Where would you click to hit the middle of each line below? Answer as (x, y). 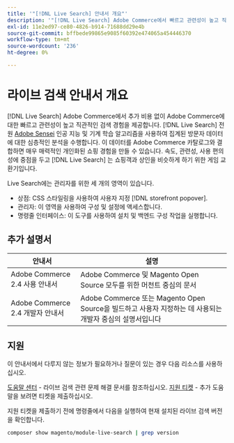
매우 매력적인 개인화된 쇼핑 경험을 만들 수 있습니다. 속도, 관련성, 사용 (118, 151)
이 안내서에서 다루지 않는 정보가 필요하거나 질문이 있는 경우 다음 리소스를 (106, 364)
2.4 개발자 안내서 (37, 313)
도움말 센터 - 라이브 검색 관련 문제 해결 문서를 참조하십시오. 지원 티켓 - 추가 (109, 387)
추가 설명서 (30, 240)
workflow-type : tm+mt (39, 40)
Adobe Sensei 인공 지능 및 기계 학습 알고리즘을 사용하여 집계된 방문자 (110, 133)
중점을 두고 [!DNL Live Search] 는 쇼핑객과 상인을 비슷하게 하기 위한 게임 (119, 159)
